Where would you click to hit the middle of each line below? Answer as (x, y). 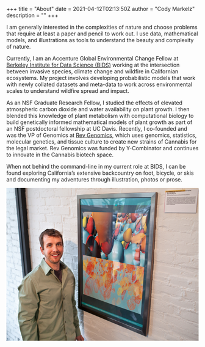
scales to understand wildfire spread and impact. (68, 91)
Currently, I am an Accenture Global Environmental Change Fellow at (92, 58)
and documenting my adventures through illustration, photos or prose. (95, 179)
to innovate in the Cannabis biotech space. (60, 155)
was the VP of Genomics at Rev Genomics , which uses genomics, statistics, (102, 135)
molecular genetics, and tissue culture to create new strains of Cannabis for (102, 142)
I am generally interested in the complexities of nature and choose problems (102, 27)
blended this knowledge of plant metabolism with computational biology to (100, 116)
